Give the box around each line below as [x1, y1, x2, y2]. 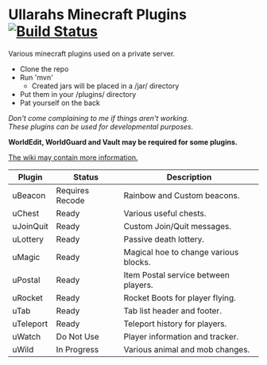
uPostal [12, 274, 41, 285]
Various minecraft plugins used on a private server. [8, 49, 176, 58]
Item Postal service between [123, 269, 230, 280]
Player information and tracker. [123, 331, 239, 342]
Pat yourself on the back [19, 98, 101, 107]
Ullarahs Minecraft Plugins [8, 6, 187, 24]
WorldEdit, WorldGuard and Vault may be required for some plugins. [8, 137, 238, 146]
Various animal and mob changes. [123, 344, 250, 355]
